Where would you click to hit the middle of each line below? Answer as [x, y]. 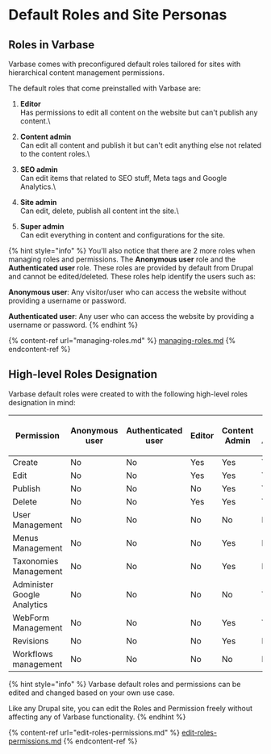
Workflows [33, 654]
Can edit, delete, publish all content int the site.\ [99, 211]
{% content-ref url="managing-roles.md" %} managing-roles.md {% [122, 340]
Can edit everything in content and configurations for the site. [123, 235]
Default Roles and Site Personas [118, 15]
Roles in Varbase [52, 45]
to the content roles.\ [55, 154]
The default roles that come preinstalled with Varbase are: [105, 88]
